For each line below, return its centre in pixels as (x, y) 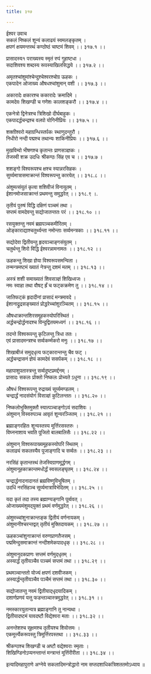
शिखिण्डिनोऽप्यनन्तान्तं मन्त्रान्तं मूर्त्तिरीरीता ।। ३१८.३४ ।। (60, 652)
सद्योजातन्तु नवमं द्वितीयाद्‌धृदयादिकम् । (42, 591)
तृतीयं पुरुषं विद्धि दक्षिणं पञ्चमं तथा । (39, 205)
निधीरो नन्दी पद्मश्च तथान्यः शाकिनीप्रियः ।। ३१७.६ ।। (57, 138)
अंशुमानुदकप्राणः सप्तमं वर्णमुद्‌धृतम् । (39, 554)
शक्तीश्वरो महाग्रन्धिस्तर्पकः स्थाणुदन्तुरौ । (43, 132)
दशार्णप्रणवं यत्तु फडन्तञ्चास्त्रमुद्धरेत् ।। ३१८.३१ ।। (55, 598)
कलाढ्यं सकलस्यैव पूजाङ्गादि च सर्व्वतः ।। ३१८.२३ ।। (59, 451)
